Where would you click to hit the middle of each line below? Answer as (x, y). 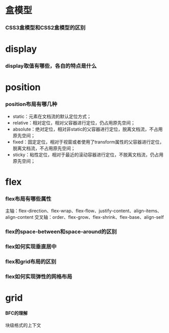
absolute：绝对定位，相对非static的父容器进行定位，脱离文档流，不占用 (88, 129)
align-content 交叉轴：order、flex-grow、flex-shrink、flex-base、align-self (84, 217)
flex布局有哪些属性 (29, 198)
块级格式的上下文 (23, 325)
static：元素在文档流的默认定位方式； (52, 116)
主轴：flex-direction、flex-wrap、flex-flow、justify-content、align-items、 (83, 211)
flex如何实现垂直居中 (31, 247)
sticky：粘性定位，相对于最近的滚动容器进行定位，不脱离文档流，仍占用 (88, 155)
